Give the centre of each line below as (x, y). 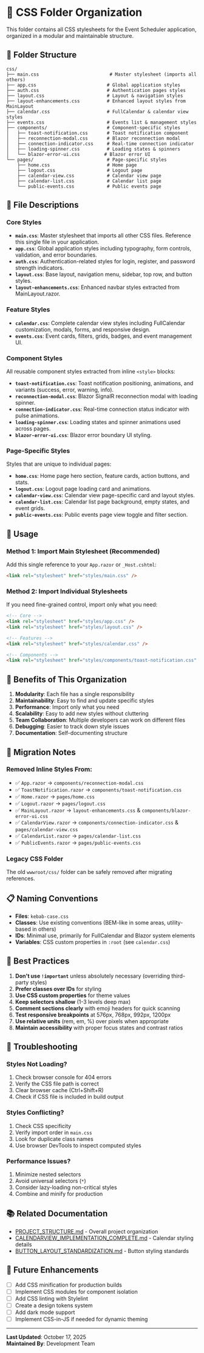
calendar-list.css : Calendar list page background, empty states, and (102, 502)
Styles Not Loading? (37, 1064)
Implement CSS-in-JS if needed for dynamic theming (81, 1319)
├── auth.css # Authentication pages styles (96, 90)
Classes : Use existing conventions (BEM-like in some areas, (90, 922)
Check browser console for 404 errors (63, 1078)
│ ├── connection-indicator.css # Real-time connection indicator (100, 144)
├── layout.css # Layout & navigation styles (95, 96)
